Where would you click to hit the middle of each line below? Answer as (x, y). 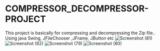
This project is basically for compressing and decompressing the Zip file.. (80, 33)
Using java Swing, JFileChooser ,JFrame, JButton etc (60, 38)
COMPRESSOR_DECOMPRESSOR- (77, 9)
